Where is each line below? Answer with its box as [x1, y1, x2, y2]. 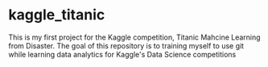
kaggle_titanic [8, 6, 105, 24]
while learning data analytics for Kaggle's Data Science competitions [8, 49, 237, 59]
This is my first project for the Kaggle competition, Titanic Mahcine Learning [8, 32, 261, 42]
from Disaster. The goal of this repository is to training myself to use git [8, 40, 244, 50]
